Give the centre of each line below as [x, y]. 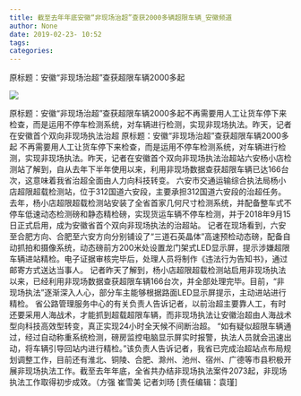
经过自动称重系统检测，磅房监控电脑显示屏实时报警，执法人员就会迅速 [154, 338]
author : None [34, 26]
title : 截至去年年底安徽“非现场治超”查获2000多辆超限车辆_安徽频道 [121, 17]
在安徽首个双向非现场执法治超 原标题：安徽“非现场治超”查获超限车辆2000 [146, 136]
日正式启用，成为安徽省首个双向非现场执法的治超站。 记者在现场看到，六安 [148, 226]
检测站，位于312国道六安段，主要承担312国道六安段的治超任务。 [167, 192]
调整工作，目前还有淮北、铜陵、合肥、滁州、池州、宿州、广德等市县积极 [150, 360]
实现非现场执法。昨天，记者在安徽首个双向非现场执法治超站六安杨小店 [154, 159]
